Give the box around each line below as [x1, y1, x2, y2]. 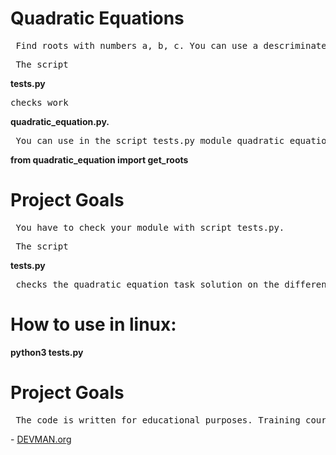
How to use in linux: [10, 313, 177, 336]
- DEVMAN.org [10, 433, 72, 445]
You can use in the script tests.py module [15, 135, 233, 146]
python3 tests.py [10, 346, 84, 358]
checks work [10, 97, 69, 108]
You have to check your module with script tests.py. [15, 222, 285, 233]
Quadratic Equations [10, 7, 185, 30]
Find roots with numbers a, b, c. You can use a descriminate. [15, 40, 333, 51]
